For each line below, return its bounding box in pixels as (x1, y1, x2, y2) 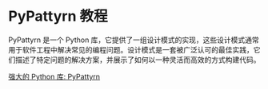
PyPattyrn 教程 (8, 7, 108, 25)
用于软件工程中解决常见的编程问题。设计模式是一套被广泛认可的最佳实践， (8, 44, 254, 54)
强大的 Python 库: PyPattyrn (8, 72, 101, 81)
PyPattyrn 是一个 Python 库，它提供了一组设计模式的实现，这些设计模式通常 (8, 35, 260, 44)
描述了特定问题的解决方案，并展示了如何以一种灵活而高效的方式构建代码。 (14, 55, 261, 64)
